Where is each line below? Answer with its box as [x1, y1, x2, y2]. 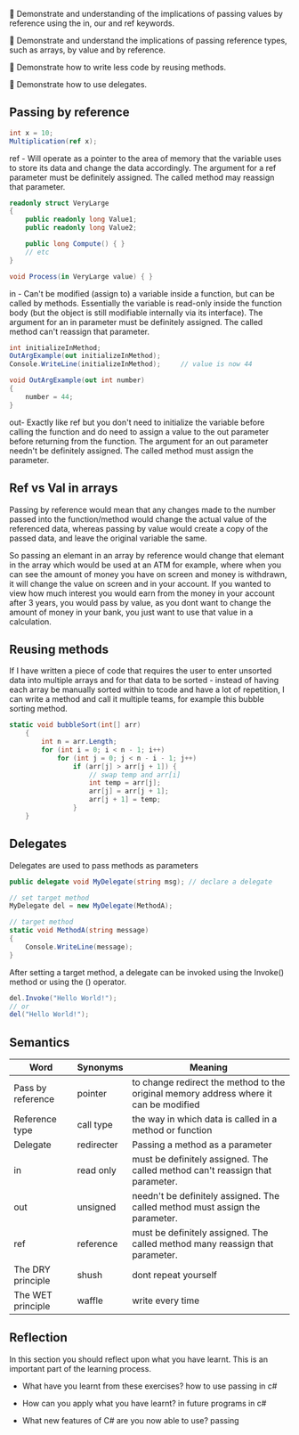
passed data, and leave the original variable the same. [9, 533, 207, 543]
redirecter [77, 1138, 118, 1151]
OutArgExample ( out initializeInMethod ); [9, 352, 162, 361]
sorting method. [9, 704, 69, 714]
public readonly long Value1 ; [25, 215, 138, 224]
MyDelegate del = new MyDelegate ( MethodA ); [9, 901, 174, 910]
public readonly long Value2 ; [25, 224, 138, 232]
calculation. [9, 616, 52, 627]
